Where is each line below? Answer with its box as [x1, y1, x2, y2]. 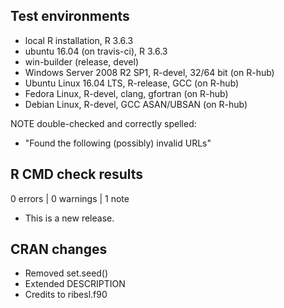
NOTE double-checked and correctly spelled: [10, 117, 197, 129]
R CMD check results [10, 166, 144, 183]
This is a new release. [24, 212, 115, 224]
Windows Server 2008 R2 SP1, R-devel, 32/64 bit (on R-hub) [24, 66, 275, 78]
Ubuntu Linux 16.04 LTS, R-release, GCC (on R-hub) [24, 77, 240, 89]
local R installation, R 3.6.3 [24, 34, 134, 46]
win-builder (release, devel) [24, 55, 140, 68]
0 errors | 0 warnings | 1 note [10, 192, 130, 204]
